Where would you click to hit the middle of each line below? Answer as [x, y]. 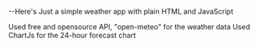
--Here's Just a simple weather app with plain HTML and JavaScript [121, 11]
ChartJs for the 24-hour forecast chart [72, 35]
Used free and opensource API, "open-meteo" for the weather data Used [129, 27]
